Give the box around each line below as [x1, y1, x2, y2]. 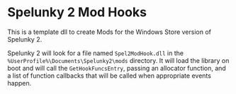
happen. [7, 78, 32, 87]
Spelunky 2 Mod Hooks [7, 4, 147, 20]
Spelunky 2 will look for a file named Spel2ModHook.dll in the [7, 49, 184, 57]
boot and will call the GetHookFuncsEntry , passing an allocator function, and [7, 64, 227, 72]
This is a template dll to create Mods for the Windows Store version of [7, 28, 211, 36]
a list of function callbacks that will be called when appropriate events [7, 71, 211, 80]
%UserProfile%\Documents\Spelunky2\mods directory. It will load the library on [7, 56, 230, 64]
